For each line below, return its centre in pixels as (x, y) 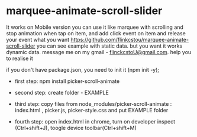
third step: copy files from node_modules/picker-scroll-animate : (93, 103)
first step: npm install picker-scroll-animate (67, 81)
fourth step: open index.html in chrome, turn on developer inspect (95, 121)
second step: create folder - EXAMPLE (62, 92)
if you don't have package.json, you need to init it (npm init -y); (83, 69)
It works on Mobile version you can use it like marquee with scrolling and (95, 27)
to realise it (20, 58)
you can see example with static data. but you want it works (109, 46)
